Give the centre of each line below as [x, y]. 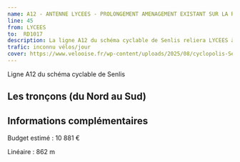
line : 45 [20, 21]
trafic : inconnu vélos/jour [49, 47]
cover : [17, 54]
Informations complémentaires [78, 121]
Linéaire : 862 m [31, 152]
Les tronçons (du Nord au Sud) [77, 97]
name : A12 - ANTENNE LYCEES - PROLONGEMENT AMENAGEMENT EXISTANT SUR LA [118, 14]
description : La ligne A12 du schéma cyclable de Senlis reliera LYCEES [118, 41]
